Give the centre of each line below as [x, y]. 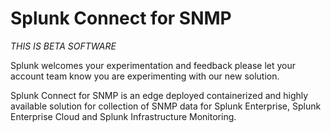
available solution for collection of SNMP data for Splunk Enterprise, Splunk [166, 106]
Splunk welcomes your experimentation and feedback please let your [153, 65]
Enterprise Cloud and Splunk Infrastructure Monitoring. [123, 116]
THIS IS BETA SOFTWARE [63, 46]
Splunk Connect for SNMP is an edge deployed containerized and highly [159, 95]
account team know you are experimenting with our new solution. [145, 76]
